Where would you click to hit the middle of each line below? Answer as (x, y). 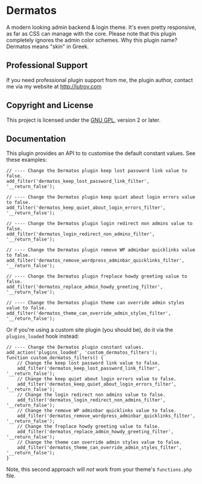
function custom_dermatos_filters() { (55, 358)
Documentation (36, 139)
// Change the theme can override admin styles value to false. (99, 442)
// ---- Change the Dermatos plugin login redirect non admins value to (99, 224)
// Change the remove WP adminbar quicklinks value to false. (97, 411)
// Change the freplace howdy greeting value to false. (89, 427)
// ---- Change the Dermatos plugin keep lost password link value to (97, 171)
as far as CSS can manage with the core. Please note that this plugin (91, 33)
